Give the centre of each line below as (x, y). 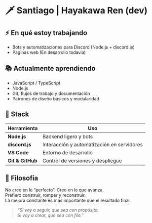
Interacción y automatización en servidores (93, 144)
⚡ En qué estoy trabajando (46, 33)
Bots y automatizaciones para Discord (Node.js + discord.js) (73, 47)
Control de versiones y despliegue (82, 161)
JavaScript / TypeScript (36, 83)
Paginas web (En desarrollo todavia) (49, 52)
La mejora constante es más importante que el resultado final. (68, 201)
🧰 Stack (17, 114)
